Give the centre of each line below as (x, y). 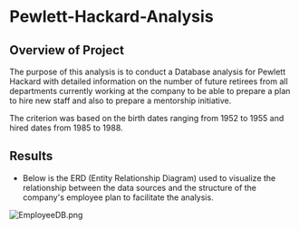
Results (31, 156)
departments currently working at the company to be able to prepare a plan (150, 91)
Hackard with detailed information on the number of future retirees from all (149, 81)
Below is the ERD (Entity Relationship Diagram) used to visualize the (149, 177)
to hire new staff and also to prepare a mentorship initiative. (121, 100)
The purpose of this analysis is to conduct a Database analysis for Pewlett (148, 72)
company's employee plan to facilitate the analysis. (118, 197)
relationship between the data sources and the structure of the (139, 187)
